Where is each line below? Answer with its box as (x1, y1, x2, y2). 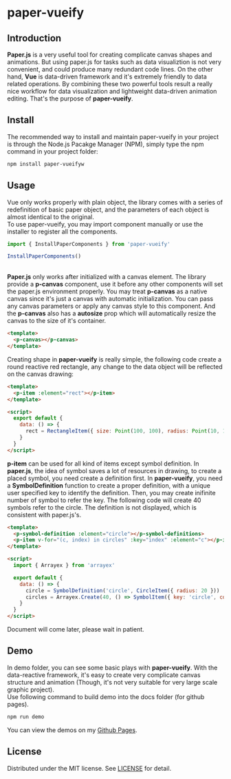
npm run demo (7, 713, 45, 720)
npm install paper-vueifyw (7, 160, 85, 167)
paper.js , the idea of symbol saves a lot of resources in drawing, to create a (7, 466, 222, 475)
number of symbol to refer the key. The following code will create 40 (7, 496, 201, 504)
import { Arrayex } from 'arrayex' (13, 562, 115, 569)
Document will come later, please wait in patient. (7, 625, 144, 633)
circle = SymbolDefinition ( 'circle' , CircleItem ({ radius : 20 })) (25, 587, 220, 594)
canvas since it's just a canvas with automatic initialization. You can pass (7, 295, 214, 303)
